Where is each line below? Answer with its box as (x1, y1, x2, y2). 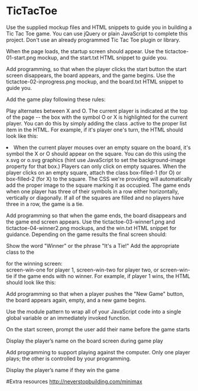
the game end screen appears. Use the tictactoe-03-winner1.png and (6, 218, 176, 225)
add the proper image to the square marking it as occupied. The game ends (6, 182, 190, 189)
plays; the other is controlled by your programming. (6, 355, 131, 362)
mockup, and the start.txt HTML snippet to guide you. (37, 54, 168, 61)
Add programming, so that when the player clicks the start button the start (6, 65, 187, 72)
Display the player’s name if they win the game (6, 366, 120, 373)
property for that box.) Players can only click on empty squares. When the (6, 163, 187, 170)
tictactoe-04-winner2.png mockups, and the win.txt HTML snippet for (6, 224, 177, 231)
